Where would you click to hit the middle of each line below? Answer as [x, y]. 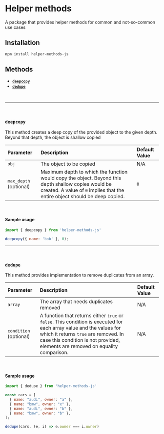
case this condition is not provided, [80, 340]
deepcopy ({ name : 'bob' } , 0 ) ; [37, 239]
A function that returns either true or [82, 315]
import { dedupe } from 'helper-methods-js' [51, 386]
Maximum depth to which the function [84, 172]
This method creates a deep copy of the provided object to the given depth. [81, 132]
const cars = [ [20, 395]
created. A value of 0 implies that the [82, 190]
